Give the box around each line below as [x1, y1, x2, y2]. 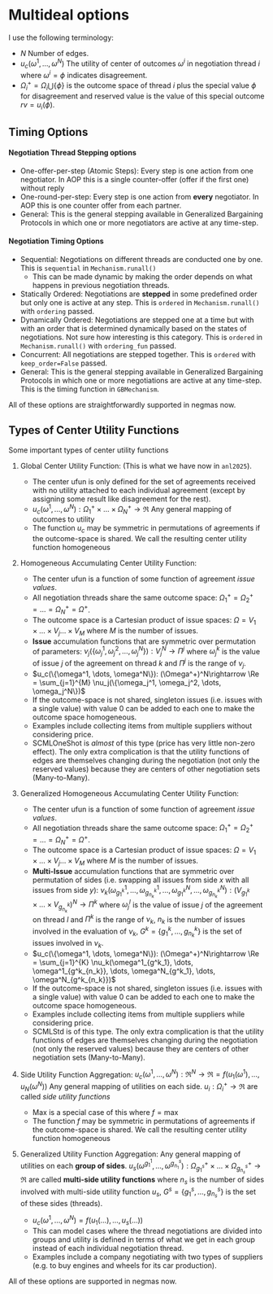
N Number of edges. [19, 48, 89, 58]
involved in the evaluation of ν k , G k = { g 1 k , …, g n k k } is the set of [32, 925, 242, 939]
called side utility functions [19, 1092, 111, 1102]
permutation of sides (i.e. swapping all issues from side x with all [32, 875, 249, 885]
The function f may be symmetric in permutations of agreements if [32, 1117, 256, 1126]
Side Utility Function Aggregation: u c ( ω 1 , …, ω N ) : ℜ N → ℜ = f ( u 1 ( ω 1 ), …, [19, 1068, 260, 1081]
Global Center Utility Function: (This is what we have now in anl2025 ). [19, 461, 252, 470]
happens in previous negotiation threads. [32, 281, 170, 291]
